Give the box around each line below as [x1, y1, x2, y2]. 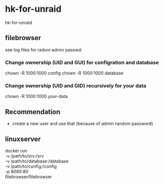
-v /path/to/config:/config [5, 163, 57, 169]
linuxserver [5, 135, 41, 143]
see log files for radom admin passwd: [5, 46, 82, 52]
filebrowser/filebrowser [5, 174, 52, 180]
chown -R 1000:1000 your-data [5, 93, 68, 99]
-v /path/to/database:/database [5, 158, 69, 164]
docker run [5, 148, 27, 154]
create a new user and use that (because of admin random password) [12, 121, 153, 127]
